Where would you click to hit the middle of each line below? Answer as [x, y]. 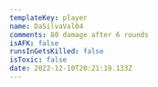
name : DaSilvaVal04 [47, 26]
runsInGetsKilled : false [57, 52]
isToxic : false [38, 60]
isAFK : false [34, 43]
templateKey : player [49, 18]
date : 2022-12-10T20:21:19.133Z [71, 69]
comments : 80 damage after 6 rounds [79, 34]
